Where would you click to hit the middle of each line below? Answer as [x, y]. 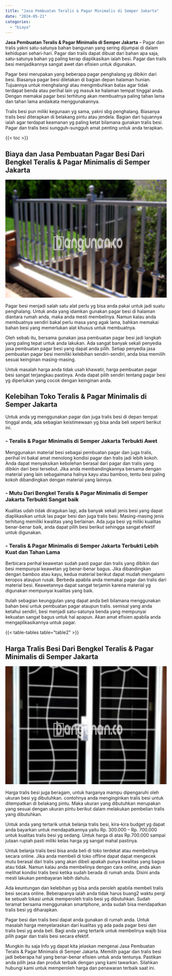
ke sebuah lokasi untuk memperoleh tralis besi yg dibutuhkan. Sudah [78, 899]
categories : [18, 22]
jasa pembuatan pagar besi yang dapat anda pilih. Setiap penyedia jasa [80, 348]
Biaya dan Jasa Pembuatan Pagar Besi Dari [75, 154]
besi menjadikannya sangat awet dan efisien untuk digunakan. [71, 64]
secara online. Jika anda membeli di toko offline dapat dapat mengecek [81, 856]
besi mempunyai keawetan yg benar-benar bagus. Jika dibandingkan [78, 569]
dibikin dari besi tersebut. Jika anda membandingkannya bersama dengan [83, 468]
